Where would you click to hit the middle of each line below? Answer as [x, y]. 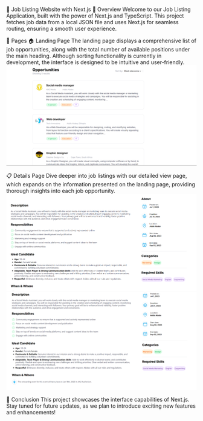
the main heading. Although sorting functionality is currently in [84, 56]
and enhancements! [31, 413]
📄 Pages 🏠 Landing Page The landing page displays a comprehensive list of [101, 41]
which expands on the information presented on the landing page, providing [101, 184]
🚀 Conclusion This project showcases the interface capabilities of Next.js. [98, 400]
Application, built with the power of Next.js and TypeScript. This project [95, 16]
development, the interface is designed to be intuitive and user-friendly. [95, 62]
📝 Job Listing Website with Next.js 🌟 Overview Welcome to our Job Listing [99, 9]
